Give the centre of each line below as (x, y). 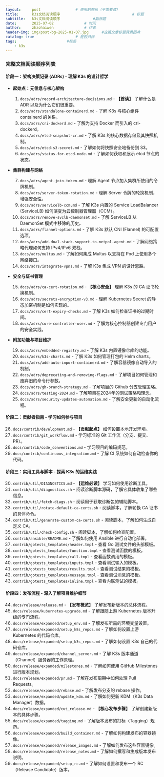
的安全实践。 (33, 329)
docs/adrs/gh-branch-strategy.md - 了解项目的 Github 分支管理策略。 (90, 387)
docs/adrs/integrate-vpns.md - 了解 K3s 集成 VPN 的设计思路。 (84, 266)
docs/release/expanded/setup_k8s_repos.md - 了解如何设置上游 (76, 629)
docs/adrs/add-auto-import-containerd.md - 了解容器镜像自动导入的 (88, 362)
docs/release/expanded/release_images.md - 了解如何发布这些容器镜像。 (85, 745)
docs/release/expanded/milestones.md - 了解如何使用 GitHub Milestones (85, 666)
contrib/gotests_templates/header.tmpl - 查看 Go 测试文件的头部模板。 (85, 545)
